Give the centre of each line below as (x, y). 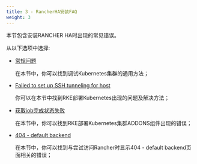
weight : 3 (19, 17)
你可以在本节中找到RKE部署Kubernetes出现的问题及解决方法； (92, 98)
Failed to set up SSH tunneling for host (63, 85)
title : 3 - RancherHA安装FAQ (42, 12)
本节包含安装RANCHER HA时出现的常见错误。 (63, 35)
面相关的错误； (33, 155)
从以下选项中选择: (28, 48)
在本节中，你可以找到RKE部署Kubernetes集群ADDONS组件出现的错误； (103, 123)
